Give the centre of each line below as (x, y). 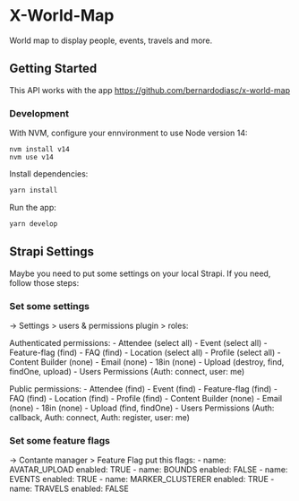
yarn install (34, 190)
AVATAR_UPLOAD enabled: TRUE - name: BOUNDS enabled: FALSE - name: (149, 470)
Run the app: (33, 207)
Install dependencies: (49, 174)
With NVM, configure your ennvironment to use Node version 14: (128, 133)
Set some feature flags (60, 440)
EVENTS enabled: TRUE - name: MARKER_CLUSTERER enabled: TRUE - (142, 479)
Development (39, 113)
